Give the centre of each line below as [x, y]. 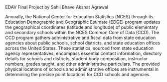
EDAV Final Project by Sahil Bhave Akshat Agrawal [57, 7]
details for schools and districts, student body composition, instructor [77, 59]
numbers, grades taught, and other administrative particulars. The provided [83, 64]
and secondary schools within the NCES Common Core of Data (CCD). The [82, 32]
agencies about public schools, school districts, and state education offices [83, 43]
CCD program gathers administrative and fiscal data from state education [81, 38]
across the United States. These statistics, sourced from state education [79, 48]
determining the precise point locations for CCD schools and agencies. [78, 74]
